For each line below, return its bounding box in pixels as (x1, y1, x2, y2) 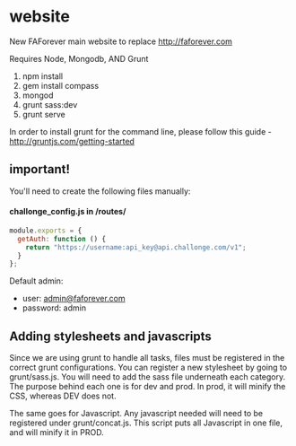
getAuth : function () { (17, 234, 106, 243)
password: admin (22, 302, 87, 313)
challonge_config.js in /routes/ (9, 206, 126, 217)
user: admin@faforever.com (22, 293, 126, 304)
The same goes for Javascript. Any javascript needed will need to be (9, 408, 264, 419)
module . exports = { (9, 226, 83, 235)
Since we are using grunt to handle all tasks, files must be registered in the (9, 353, 285, 363)
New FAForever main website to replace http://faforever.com (9, 36, 233, 47)
